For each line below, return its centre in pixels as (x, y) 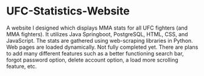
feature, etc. (22, 66)
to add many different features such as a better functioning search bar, (95, 53)
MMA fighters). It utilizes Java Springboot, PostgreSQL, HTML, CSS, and (97, 34)
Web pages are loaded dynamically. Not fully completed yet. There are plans (102, 47)
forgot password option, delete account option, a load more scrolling (92, 60)
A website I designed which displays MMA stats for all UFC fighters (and (97, 28)
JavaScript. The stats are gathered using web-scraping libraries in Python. (100, 40)
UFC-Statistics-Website (68, 11)
